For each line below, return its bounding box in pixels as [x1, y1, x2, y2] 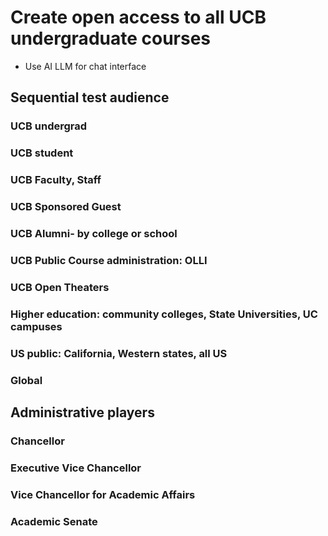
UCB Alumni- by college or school [10, 226, 178, 240]
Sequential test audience [10, 89, 170, 106]
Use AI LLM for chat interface [24, 60, 147, 72]
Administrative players [10, 404, 155, 421]
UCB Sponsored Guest [10, 200, 122, 214]
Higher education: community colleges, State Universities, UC [10, 307, 318, 321]
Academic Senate [10, 514, 98, 528]
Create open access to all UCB [10, 6, 267, 29]
